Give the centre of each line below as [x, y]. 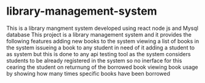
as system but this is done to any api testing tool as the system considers [99, 54]
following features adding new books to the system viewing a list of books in [103, 41]
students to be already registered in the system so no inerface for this [94, 60]
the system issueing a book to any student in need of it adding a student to [100, 48]
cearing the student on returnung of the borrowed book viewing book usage [102, 67]
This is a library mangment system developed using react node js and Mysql [102, 28]
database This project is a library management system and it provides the [99, 34]
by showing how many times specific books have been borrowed [88, 73]
